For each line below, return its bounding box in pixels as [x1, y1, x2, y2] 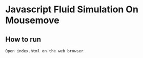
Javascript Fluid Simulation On [5, 4, 138, 15]
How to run [5, 35, 42, 44]
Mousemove [5, 14, 60, 26]
